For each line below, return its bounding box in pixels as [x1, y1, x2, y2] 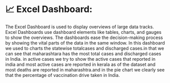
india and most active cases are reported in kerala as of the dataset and [5, 61, 156, 67]
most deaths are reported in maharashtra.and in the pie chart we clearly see [5, 66, 165, 73]
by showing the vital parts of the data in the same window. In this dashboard [5, 39, 165, 46]
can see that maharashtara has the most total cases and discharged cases [5, 51, 161, 57]
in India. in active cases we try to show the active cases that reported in [5, 56, 156, 62]
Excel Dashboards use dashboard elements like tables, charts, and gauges [5, 29, 162, 35]
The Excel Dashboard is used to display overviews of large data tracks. [5, 23, 154, 30]
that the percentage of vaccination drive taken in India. [5, 72, 120, 78]
